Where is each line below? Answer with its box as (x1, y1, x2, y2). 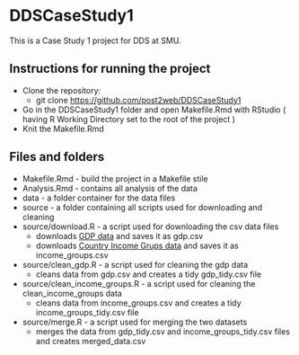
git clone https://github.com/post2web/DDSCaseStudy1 (35, 94, 242, 105)
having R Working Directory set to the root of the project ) (22, 113, 236, 124)
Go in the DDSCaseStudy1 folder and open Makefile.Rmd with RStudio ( (22, 104, 286, 115)
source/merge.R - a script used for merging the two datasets (22, 316, 248, 327)
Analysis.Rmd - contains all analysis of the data (22, 182, 198, 193)
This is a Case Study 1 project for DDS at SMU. (9, 35, 181, 46)
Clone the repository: (22, 84, 101, 95)
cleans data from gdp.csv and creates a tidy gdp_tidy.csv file (35, 269, 262, 280)
